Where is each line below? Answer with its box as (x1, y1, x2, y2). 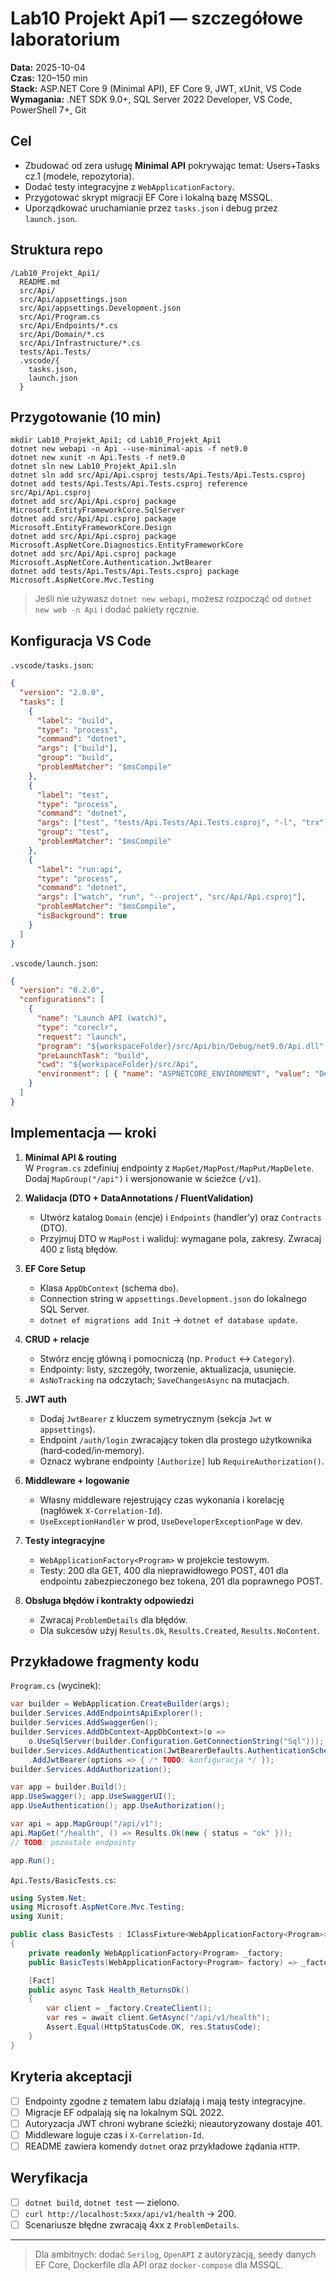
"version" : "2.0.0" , (19, 688, 105, 698)
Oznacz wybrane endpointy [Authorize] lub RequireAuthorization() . (39, 1455, 325, 1467)
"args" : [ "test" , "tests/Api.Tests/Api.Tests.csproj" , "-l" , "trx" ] (36, 818, 329, 828)
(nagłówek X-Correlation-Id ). (39, 1504, 163, 1516)
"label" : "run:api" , (36, 864, 123, 874)
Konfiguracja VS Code (10, 632, 152, 649)
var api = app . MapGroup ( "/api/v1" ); (10, 1819, 163, 1829)
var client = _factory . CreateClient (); (46, 2003, 213, 2014)
